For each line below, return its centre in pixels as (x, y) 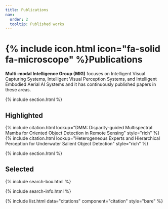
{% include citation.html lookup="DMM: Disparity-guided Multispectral (79, 127)
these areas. (18, 90)
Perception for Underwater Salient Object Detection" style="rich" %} (77, 144)
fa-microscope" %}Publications (74, 60)
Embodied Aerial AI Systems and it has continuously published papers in (81, 84)
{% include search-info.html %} (38, 191)
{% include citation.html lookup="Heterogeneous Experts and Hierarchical (83, 138)
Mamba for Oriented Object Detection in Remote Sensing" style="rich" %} (82, 133)
